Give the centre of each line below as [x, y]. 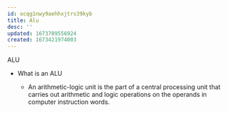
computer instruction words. [69, 102]
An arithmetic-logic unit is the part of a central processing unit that [124, 87]
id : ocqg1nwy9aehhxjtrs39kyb [50, 14]
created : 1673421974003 [42, 40]
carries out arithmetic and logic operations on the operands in [117, 95]
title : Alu [23, 20]
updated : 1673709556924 [42, 33]
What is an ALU [40, 74]
